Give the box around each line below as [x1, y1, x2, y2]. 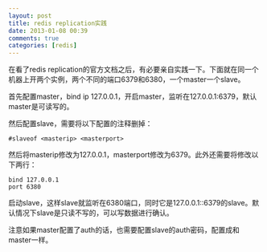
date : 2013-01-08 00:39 [8, 26, 88, 35]
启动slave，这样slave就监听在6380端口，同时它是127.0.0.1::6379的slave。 [8, 198, 253, 208]
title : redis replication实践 [8, 19, 107, 27]
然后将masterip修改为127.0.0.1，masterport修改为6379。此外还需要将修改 [8, 150, 252, 160]
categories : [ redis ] [8, 42, 78, 50]
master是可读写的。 [8, 102, 74, 112]
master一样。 [8, 235, 53, 245]
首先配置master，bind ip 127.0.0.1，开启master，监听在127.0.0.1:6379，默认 [8, 91, 257, 101]
